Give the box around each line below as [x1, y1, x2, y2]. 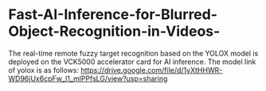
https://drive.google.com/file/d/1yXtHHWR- [80, 65, 223, 74]
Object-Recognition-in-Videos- [8, 22, 221, 40]
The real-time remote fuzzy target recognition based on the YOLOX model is [8, 48, 259, 58]
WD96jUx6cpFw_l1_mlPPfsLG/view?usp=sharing [8, 74, 168, 83]
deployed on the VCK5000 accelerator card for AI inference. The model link [8, 57, 256, 66]
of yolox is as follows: [8, 65, 80, 74]
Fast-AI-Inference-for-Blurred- [8, 6, 217, 24]
